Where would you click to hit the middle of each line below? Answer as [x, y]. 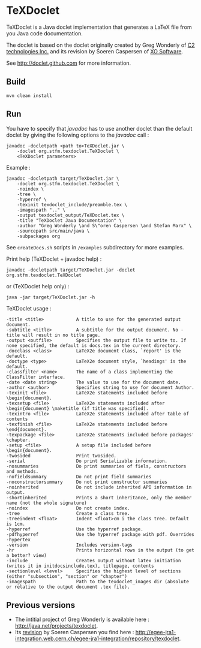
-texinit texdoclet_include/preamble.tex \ [72, 204]
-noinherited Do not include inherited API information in [99, 487]
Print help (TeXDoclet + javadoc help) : [54, 259]
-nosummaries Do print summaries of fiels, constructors [96, 466]
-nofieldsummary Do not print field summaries [79, 477]
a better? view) [26, 555]
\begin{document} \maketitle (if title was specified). [77, 408]
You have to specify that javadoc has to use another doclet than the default [99, 128]
